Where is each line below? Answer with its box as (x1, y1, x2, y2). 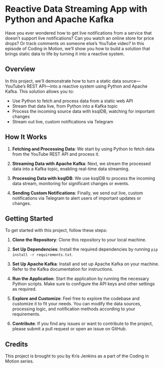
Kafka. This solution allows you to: (5, 88, 74, 94)
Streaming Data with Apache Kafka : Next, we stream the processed (12, 161, 151, 166)
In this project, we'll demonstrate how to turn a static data (5, 78, 121, 84)
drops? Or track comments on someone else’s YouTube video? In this (5, 40, 144, 46)
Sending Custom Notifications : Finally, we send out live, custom (12, 190, 143, 196)
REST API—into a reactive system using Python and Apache (26, 83, 148, 89)
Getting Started (5, 214, 53, 223)
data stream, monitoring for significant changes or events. (12, 180, 130, 186)
